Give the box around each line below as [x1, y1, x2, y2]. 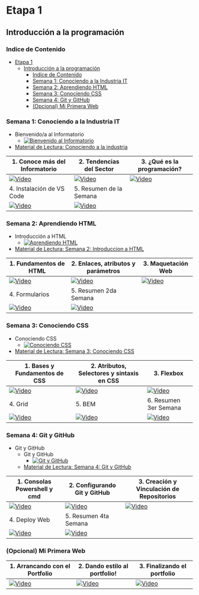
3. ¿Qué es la [141, 158, 179, 166]
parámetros [86, 267, 120, 275]
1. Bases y [24, 361, 54, 370]
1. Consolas [17, 478, 52, 486]
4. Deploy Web [9, 516, 50, 524]
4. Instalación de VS [9, 184, 65, 193]
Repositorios [139, 492, 176, 501]
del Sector [84, 165, 114, 173]
